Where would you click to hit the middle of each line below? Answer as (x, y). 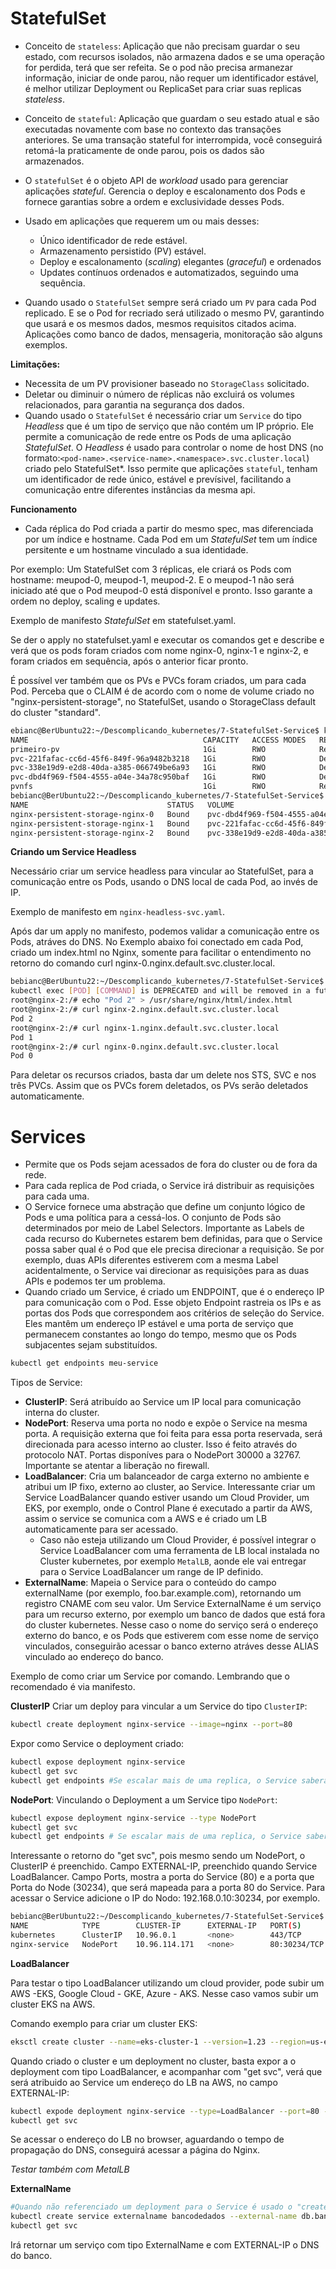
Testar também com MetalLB (70, 2169)
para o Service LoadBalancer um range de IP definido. (151, 1572)
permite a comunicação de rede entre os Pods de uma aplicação (158, 436)
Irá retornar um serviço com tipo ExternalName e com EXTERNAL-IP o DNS (165, 2245)
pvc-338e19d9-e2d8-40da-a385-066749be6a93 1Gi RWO (138, 768)
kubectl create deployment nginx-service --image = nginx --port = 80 (151, 1725)
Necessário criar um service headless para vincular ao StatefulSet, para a (162, 871)
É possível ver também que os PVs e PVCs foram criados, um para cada (158, 680)
